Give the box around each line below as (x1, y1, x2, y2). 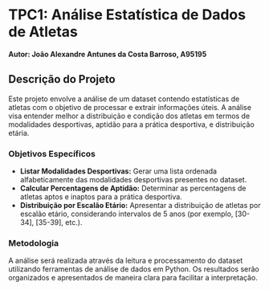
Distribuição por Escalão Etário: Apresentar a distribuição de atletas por (19, 201, 261, 210)
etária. (8, 128, 30, 137)
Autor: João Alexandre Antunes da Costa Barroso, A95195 (8, 49, 207, 59)
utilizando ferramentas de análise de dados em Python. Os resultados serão (8, 264, 259, 274)
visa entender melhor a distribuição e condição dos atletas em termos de (8, 111, 251, 120)
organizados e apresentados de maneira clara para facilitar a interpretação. (8, 273, 259, 283)
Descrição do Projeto (8, 72, 116, 86)
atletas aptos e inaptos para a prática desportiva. (19, 192, 182, 202)
